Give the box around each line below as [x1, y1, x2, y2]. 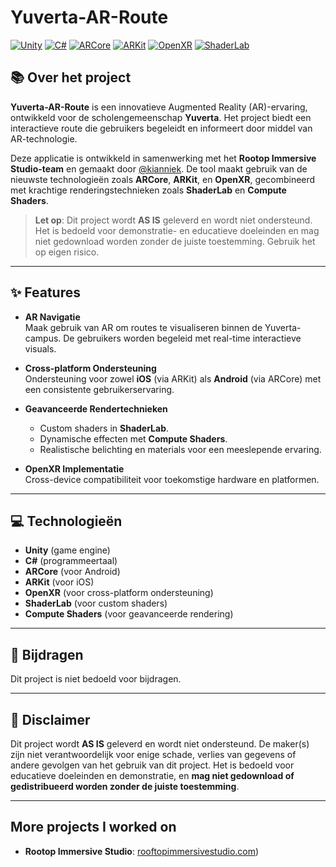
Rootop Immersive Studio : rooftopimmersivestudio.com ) [24, 845, 260, 857]
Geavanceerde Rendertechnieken [24, 402, 168, 415]
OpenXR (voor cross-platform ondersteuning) [24, 587, 214, 599]
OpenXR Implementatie [24, 462, 125, 475]
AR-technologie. [10, 132, 78, 145]
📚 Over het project [10, 69, 132, 86]
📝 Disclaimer [10, 711, 91, 728]
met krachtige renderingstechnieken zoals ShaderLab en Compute [10, 184, 287, 196]
